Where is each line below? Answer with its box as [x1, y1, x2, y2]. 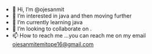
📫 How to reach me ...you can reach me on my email [12, 32, 147, 39]
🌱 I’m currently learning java [12, 19, 83, 25]
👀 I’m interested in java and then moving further [12, 12, 132, 19]
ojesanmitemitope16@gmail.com [12, 41, 94, 48]
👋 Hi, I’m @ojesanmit [12, 6, 65, 13]
